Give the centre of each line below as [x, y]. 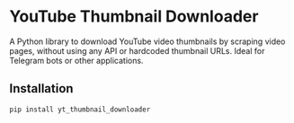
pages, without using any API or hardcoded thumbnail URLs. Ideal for [137, 50]
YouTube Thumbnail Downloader [134, 17]
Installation [41, 88]
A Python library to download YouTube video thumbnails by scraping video [147, 41]
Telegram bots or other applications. [76, 60]
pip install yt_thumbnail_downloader [80, 110]
